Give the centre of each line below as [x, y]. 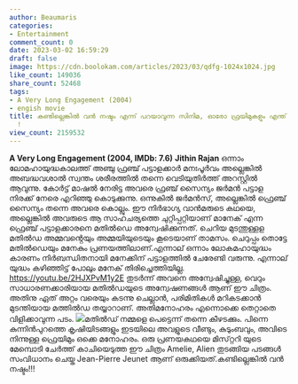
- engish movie [37, 108]
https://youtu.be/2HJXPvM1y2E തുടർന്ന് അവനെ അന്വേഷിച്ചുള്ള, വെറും [137, 278]
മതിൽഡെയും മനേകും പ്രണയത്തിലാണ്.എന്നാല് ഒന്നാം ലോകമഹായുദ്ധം [141, 247]
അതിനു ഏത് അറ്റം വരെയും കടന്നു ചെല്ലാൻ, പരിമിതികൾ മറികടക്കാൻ [135, 297]
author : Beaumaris [43, 17]
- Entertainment [39, 34]
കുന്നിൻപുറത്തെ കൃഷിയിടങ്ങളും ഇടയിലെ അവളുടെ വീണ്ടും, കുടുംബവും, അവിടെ [148, 328]
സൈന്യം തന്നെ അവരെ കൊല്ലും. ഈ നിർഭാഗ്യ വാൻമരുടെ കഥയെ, [132, 208]
